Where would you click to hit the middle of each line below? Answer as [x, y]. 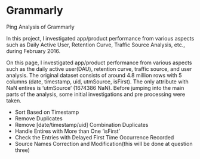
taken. [14, 100]
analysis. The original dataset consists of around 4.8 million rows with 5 [94, 75]
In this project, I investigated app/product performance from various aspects [100, 38]
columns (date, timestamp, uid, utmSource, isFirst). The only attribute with [98, 82]
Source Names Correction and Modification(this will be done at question [104, 144]
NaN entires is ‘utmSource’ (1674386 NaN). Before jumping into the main [95, 88]
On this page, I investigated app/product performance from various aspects [99, 63]
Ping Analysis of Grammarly [40, 27]
